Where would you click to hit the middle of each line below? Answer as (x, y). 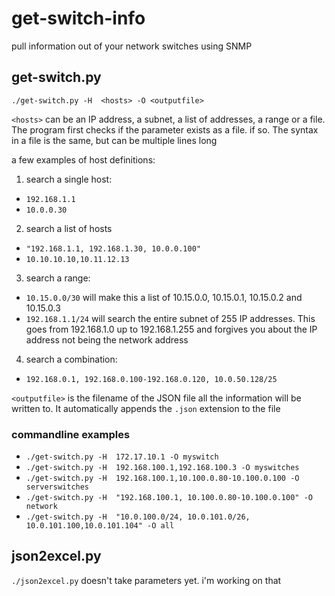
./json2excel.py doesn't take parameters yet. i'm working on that (146, 580)
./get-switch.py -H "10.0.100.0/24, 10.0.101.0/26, (138, 517)
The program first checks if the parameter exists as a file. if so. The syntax (165, 129)
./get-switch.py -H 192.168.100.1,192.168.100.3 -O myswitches (162, 468)
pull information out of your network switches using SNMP (132, 46)
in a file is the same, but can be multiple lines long (114, 140)
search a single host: (69, 179)
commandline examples (71, 434)
